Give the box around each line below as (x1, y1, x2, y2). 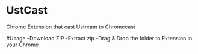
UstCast (6, 4, 48, 17)
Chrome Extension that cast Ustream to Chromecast (6, 23, 135, 30)
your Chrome (6, 41, 39, 48)
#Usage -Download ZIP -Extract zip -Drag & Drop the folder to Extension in (6, 34, 193, 42)
